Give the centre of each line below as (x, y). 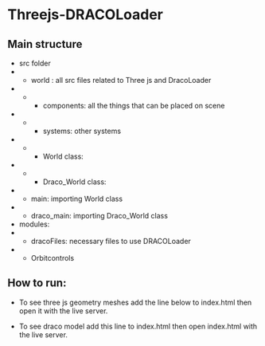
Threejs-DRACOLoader (86, 15)
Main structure (45, 44)
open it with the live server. (63, 311)
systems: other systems (82, 131)
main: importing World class (77, 199)
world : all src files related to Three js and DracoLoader (121, 80)
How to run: (37, 283)
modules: (34, 224)
